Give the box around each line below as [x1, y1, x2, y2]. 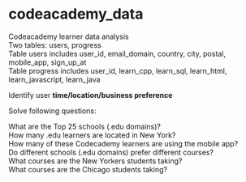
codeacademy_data [8, 5, 144, 23]
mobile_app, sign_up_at [8, 57, 87, 67]
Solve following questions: [8, 106, 97, 116]
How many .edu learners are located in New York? [8, 130, 176, 140]
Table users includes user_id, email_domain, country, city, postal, [8, 49, 226, 58]
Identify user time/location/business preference [8, 90, 173, 99]
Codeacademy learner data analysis [8, 32, 130, 41]
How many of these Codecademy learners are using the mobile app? [8, 138, 239, 148]
